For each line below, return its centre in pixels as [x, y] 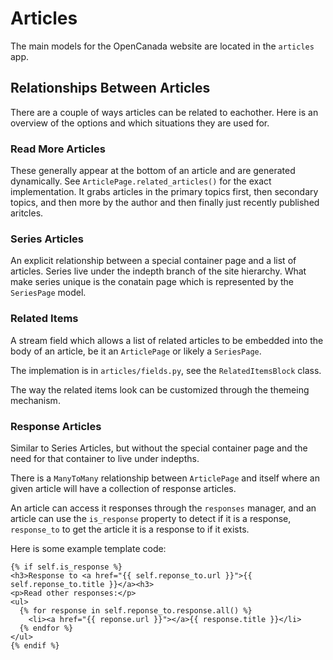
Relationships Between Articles [110, 88]
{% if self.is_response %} [66, 567]
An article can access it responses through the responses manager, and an [163, 508]
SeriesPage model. [48, 293]
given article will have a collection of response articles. [123, 488]
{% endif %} [35, 645]
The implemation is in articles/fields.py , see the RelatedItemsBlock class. [166, 370]
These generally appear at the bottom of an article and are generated [153, 171]
